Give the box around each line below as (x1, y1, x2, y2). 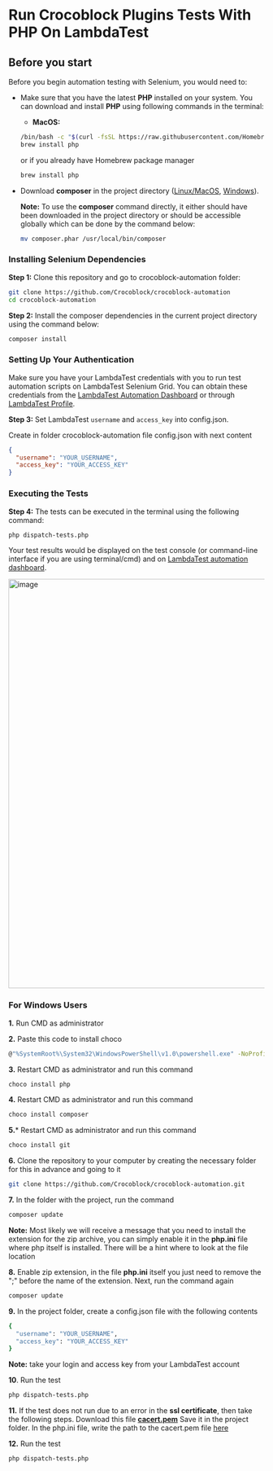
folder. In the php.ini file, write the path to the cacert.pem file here (8, 1423, 229, 1433)
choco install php (8, 1080, 71, 1088)
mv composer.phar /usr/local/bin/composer (19, 235, 167, 243)
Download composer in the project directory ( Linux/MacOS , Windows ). (19, 186, 259, 195)
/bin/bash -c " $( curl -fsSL (19, 133, 116, 141)
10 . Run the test (8, 1375, 61, 1385)
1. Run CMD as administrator (8, 1018, 104, 1028)
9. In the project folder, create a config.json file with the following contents (8, 1306, 258, 1316)
